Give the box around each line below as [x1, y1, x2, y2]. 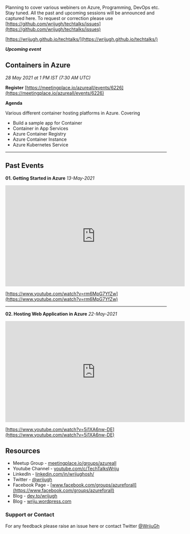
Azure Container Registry [12, 130, 67, 137]
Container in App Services [12, 125, 69, 131]
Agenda [5, 100, 23, 106]
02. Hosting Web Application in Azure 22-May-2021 [5, 311, 117, 317]
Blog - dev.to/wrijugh [12, 493, 58, 499]
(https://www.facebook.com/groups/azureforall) [12, 487, 115, 493]
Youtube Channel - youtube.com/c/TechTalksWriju [12, 466, 119, 472]
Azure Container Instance [12, 136, 67, 142]
